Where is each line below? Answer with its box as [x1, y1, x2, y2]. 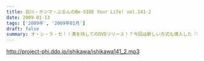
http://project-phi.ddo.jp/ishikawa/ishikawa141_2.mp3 [6, 48, 140, 55]
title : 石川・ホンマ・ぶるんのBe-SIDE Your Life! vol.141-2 [6, 8, 152, 15]
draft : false [6, 25, 39, 32]
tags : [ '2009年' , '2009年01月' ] [6, 20, 86, 26]
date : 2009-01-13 [6, 14, 50, 21]
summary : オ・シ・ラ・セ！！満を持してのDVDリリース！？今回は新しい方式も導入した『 [6, 31, 197, 37]
